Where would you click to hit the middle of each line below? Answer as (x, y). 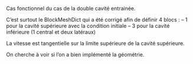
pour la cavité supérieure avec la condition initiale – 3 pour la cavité (88, 26)
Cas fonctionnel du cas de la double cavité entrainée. (71, 8)
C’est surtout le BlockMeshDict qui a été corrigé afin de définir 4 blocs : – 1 (97, 19)
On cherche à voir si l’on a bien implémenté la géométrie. (75, 54)
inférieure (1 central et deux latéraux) (51, 32)
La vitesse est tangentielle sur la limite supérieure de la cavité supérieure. (95, 43)
